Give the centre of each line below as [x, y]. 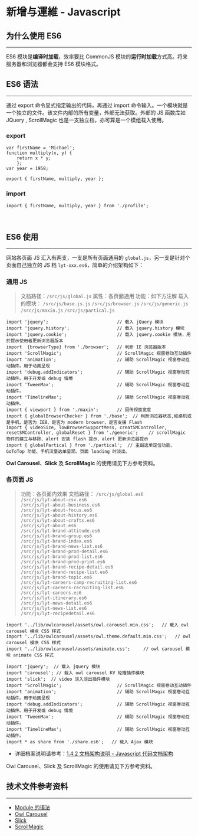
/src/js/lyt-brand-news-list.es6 [62, 546]
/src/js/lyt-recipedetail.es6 [58, 613]
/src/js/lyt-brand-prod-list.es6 [62, 556]
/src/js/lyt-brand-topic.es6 [56, 577]
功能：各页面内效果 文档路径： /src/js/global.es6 [82, 494]
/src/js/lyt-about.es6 [48, 525]
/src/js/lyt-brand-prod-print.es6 [63, 561]
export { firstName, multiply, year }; [55, 179]
